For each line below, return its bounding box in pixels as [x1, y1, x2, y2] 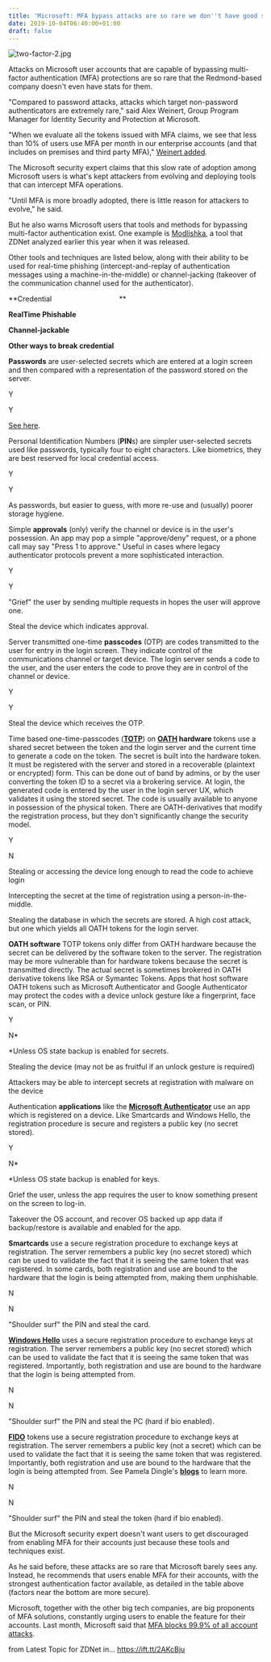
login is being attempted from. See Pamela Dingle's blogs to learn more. [8, 1467, 248, 1476]
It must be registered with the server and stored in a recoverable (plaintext [8, 760, 256, 769]
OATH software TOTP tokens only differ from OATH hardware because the [8, 940, 256, 949]
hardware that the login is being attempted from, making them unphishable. [8, 1273, 259, 1283]
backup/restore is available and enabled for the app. [8, 1223, 182, 1233]
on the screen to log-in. [8, 1199, 86, 1208]
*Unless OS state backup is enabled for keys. [8, 1174, 160, 1184]
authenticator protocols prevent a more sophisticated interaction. [8, 551, 224, 560]
